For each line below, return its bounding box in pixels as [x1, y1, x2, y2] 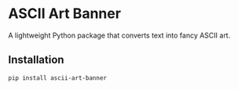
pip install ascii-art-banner [8, 74, 108, 82]
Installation [8, 53, 64, 67]
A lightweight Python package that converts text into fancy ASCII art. [8, 31, 231, 40]
